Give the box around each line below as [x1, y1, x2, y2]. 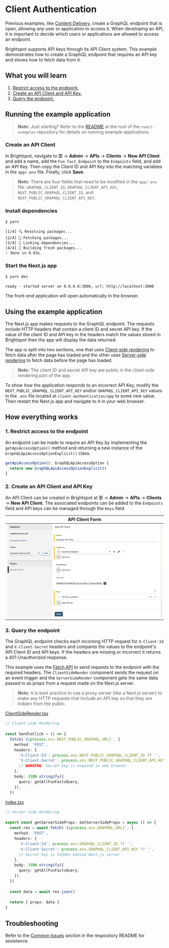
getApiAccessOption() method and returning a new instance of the [5, 445, 142, 451]
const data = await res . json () [10, 889, 75, 894]
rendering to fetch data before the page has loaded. [5, 357, 113, 363]
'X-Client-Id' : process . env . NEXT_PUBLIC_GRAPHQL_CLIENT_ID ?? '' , [18, 752, 161, 758]
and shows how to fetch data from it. [5, 56, 81, 62]
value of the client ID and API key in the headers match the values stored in [5, 332, 161, 338]
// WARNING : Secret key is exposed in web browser [18, 764, 127, 769]
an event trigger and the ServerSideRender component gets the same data [5, 675, 158, 681]
